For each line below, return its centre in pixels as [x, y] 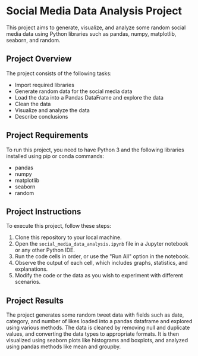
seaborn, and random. [33, 40]
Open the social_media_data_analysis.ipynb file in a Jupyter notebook [101, 244]
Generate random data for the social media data [73, 91]
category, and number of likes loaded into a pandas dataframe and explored [99, 321]
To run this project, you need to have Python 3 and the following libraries [95, 150]
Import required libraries [44, 85]
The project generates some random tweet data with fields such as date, [95, 315]
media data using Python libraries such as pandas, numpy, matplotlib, [91, 33]
